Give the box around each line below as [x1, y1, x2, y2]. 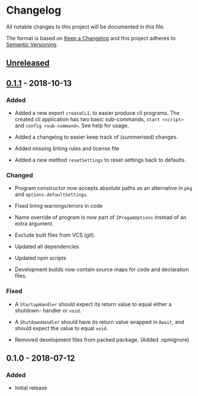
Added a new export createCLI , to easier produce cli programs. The [14, 110, 180, 117]
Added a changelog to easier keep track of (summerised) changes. [14, 134, 178, 141]
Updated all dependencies [14, 243, 79, 250]
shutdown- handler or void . [14, 307, 82, 314]
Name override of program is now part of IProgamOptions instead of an [14, 214, 187, 221]
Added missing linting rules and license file [14, 145, 119, 152]
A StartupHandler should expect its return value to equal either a [14, 300, 172, 308]
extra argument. [14, 220, 54, 227]
